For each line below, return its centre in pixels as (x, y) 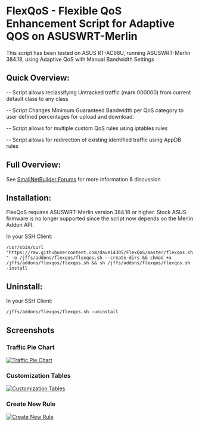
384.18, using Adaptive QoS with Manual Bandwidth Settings (80, 59)
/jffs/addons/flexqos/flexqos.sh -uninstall (62, 312)
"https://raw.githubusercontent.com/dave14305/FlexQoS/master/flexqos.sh (100, 253)
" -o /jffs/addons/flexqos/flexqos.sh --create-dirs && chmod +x (89, 258)
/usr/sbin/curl (25, 248)
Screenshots (30, 330)
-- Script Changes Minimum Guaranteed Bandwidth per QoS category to (95, 110)
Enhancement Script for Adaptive (91, 24)
